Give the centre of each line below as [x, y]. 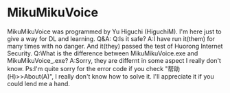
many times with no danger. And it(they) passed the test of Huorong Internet [115, 46]
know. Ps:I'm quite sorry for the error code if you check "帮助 [94, 68]
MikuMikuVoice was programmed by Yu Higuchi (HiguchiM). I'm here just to [114, 31]
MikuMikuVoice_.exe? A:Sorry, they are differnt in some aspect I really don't [114, 60]
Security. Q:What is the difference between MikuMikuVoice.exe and [103, 53]
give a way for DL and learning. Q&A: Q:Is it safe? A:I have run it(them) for [111, 38]
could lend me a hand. [39, 83]
